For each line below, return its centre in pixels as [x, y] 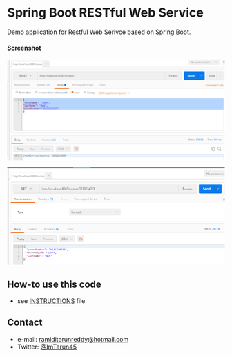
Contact [25, 323]
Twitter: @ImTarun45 [47, 347]
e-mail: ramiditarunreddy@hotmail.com [73, 339]
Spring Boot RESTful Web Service [105, 13]
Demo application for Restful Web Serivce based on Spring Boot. [99, 32]
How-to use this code [54, 284]
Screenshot [24, 48]
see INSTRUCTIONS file [51, 301]
